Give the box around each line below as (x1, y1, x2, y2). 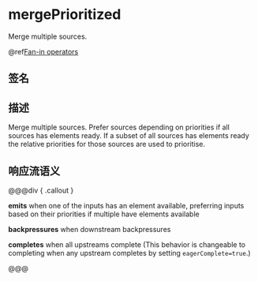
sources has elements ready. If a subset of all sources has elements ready (8, 131, 250, 140)
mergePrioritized (8, 6, 122, 24)
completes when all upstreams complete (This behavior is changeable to (8, 239, 246, 249)
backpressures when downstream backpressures (8, 224, 171, 234)
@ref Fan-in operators (8, 47, 79, 56)
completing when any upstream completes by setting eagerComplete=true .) (8, 248, 251, 257)
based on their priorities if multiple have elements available (8, 209, 200, 219)
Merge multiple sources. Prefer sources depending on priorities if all (8, 122, 230, 132)
